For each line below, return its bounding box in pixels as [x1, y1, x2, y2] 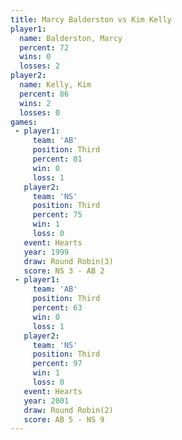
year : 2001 [23, 396, 70, 406]
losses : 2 [19, 61, 60, 71]
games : [10, 117, 38, 127]
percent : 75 [32, 210, 83, 220]
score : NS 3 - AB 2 [23, 266, 105, 276]
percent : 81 [32, 154, 83, 164]
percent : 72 [19, 42, 70, 53]
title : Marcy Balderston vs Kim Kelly [10, 14, 172, 25]
